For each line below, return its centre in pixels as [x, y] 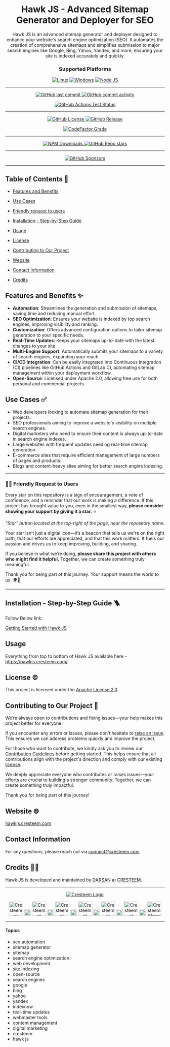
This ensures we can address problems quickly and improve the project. [80, 738]
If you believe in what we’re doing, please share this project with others [81, 553]
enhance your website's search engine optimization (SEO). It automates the [85, 40]
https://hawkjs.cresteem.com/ [36, 661]
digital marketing [30, 1028]
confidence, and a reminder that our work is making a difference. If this [79, 500]
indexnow [23, 1006]
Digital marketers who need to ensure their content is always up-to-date [88, 434]
